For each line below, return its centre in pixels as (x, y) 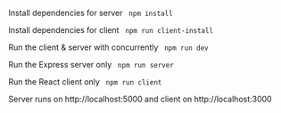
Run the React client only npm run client (85, 82)
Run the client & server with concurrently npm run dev (108, 47)
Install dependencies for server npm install (91, 13)
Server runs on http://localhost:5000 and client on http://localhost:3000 (140, 99)
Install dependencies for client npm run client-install (111, 30)
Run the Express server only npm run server (91, 65)
